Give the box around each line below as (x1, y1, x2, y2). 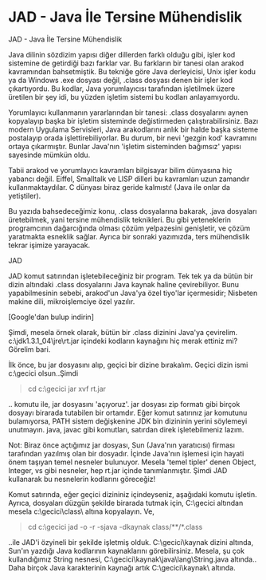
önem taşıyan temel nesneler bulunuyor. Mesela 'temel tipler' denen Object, (8, 457, 256, 467)
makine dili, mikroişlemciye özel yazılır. (8, 296, 135, 306)
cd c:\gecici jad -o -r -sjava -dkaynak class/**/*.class (27, 522, 203, 531)
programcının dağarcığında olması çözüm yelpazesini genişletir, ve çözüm (8, 223, 251, 233)
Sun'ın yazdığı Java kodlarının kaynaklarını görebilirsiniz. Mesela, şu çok (8, 546, 245, 555)
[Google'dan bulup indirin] (8, 312, 94, 322)
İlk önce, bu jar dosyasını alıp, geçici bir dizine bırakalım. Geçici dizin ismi (8, 360, 248, 369)
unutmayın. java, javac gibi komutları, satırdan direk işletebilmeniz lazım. (8, 424, 244, 434)
